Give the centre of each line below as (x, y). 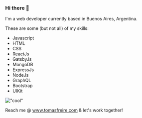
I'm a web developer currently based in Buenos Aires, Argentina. (71, 19)
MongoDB (23, 65)
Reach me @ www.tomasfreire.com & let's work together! (64, 110)
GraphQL (22, 80)
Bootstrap (22, 86)
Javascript (23, 38)
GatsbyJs (22, 59)
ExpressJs (23, 70)
